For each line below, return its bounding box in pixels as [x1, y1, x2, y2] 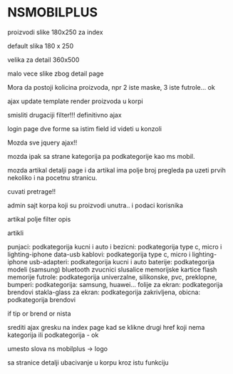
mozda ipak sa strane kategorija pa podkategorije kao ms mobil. [7, 152, 195, 160]
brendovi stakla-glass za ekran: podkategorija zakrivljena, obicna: [7, 288, 201, 296]
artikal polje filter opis [7, 214, 71, 223]
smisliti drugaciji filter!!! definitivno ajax [7, 110, 123, 119]
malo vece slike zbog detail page [7, 69, 104, 78]
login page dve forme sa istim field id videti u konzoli [7, 124, 162, 133]
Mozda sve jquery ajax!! [7, 138, 78, 147]
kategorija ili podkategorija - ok [7, 331, 99, 339]
